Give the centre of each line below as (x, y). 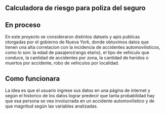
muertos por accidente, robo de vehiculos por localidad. (62, 63)
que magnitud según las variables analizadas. (51, 106)
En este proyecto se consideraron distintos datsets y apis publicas (72, 37)
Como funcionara (33, 78)
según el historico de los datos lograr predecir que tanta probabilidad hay (80, 96)
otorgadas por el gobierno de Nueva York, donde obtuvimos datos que (77, 42)
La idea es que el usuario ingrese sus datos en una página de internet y (78, 90)
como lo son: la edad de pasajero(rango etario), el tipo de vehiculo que (77, 53)
